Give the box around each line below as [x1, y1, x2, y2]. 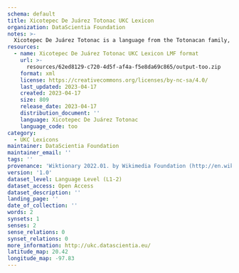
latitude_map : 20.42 [7, 248, 69, 256]
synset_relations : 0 [7, 235, 69, 242]
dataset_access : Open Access [7, 182, 94, 189]
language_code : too [20, 122, 78, 130]
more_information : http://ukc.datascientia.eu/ [7, 242, 152, 249]
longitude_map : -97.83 [7, 255, 75, 262]
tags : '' [7, 156, 33, 164]
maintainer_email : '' [7, 149, 72, 156]
